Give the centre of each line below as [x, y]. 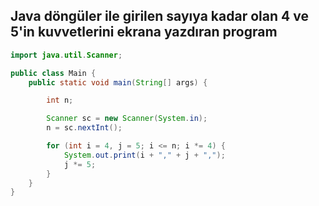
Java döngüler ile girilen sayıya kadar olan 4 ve [159, 16]
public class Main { [53, 73]
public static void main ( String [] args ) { [118, 82]
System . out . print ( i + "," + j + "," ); [144, 155]
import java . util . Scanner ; [66, 55]
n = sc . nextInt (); [84, 128]
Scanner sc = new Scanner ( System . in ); [127, 119]
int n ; [60, 100]
